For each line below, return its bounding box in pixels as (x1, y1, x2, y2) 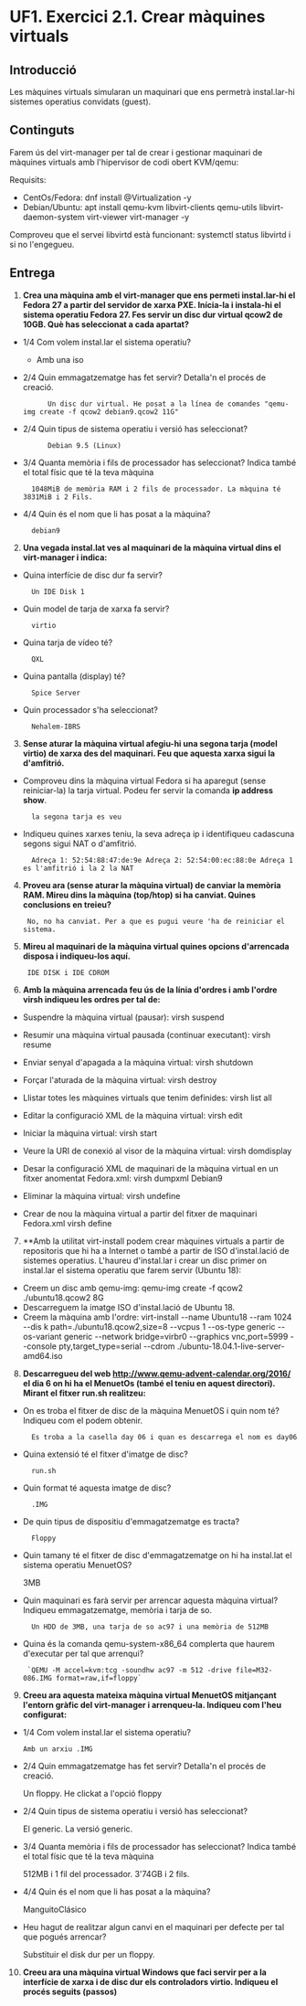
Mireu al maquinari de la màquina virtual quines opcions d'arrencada (22, 940, 290, 951)
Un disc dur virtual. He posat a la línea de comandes (47, 399, 261, 409)
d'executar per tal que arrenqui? (22, 1648, 144, 1659)
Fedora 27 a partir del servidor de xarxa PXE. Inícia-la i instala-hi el (22, 299, 281, 310)
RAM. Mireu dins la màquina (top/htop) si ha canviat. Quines (22, 889, 256, 900)
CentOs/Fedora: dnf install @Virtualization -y (22, 192, 192, 203)
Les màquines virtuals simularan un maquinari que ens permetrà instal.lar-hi (9, 87, 295, 97)
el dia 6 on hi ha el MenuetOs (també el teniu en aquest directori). (22, 1377, 276, 1388)
